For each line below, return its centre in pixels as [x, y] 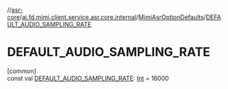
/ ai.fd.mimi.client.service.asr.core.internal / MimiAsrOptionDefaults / [113, 17]
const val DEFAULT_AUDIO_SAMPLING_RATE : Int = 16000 [88, 78]
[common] [22, 71]
